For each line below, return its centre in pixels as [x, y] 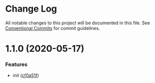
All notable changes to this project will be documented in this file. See [78, 23]
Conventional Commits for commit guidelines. [53, 28]
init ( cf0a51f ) [26, 75]
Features [16, 65]
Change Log [31, 9]
